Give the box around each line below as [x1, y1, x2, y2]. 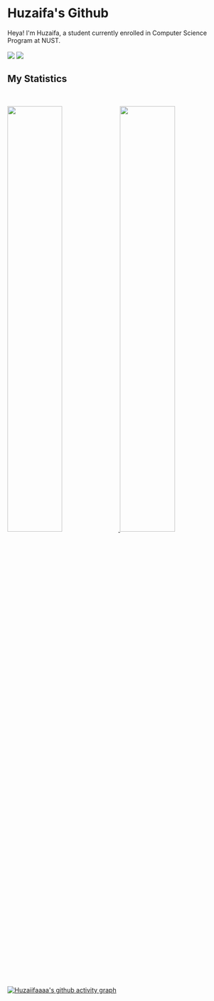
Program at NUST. [7, 36, 61, 44]
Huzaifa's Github [7, 5, 109, 21]
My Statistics [7, 73, 68, 85]
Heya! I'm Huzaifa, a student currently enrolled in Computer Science [7, 29, 208, 37]
